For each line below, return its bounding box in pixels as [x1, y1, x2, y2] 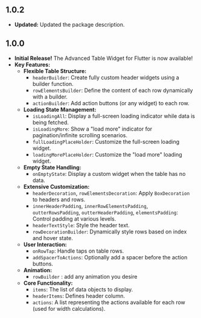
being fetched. [32, 118, 69, 126]
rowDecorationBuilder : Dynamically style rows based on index [32, 228, 187, 235]
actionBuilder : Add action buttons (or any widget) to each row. [32, 99, 190, 106]
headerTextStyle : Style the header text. [32, 221, 130, 229]
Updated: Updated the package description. [14, 21, 125, 28]
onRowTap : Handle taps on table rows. [32, 247, 124, 255]
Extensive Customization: [23, 183, 90, 190]
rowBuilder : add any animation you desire [32, 273, 138, 280]
